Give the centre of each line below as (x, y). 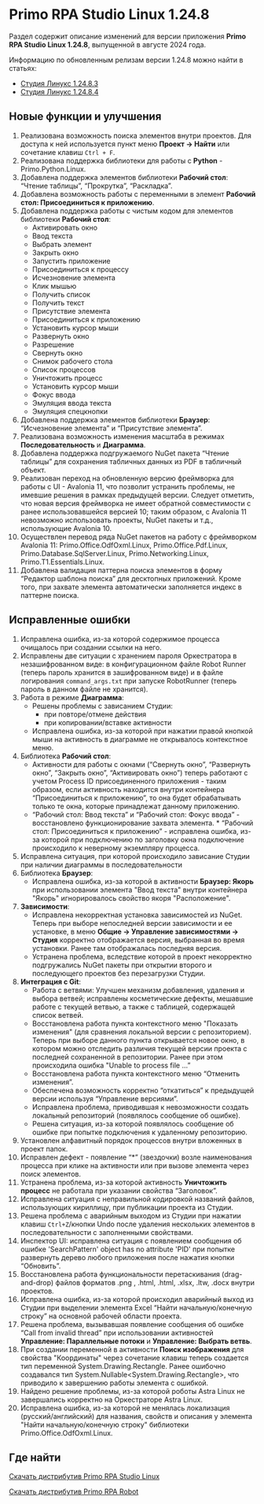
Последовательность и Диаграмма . (83, 444)
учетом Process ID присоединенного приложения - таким (129, 781)
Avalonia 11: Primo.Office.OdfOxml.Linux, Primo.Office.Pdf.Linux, (124, 545)
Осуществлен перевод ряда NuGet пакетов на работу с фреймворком (139, 536)
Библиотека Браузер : (57, 873)
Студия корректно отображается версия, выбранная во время (138, 940)
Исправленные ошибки (70, 620)
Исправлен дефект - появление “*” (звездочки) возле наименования (136, 1157)
